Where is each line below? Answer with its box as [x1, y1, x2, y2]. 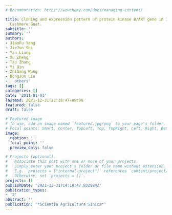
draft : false [5, 107, 33, 113]
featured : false [5, 102, 40, 107]
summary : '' [5, 31, 31, 36]
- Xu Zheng [5, 55, 29, 60]
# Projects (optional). [5, 154, 56, 159]
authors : [5, 36, 24, 41]
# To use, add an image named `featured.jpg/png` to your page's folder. [5, 121, 166, 126]
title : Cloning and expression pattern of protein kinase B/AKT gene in [5, 16, 164, 22]
